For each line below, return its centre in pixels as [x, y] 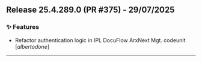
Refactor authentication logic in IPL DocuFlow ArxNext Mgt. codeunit [100, 40]
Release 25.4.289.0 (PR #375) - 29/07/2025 [90, 10]
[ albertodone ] [32, 46]
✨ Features [23, 27]
